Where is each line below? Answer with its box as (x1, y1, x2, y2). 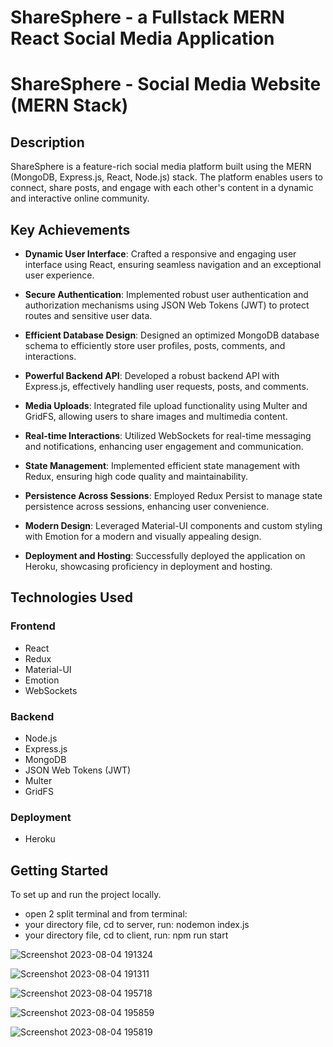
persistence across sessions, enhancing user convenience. (24, 501, 270, 512)
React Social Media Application (10, 27, 275, 50)
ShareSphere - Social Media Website (10, 73, 322, 96)
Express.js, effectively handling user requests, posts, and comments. (24, 381, 309, 392)
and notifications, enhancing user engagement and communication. (24, 441, 304, 452)
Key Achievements (10, 221, 131, 238)
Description (10, 134, 85, 151)
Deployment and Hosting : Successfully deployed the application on (24, 550, 306, 561)
